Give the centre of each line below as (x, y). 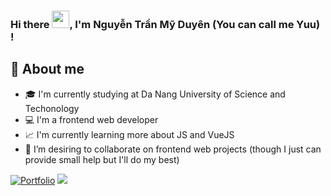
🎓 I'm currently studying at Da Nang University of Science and (155, 94)
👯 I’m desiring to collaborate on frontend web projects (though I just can (173, 149)
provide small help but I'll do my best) (102, 159)
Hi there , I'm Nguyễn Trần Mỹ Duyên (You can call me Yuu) (165, 24)
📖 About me (47, 69)
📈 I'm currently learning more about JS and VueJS (129, 134)
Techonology (52, 108)
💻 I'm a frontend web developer (91, 119)
